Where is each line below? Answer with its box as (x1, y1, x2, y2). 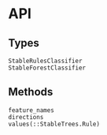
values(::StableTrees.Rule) (8, 120, 101, 128)
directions (8, 113, 44, 121)
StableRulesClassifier (8, 57, 83, 65)
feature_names (8, 106, 55, 114)
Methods (8, 85, 53, 99)
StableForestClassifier (8, 64, 87, 72)
